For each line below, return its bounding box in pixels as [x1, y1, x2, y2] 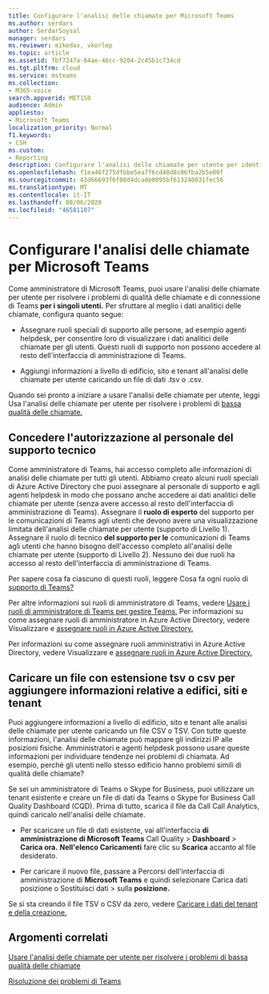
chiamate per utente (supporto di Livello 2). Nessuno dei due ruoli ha [8, 550, 235, 560]
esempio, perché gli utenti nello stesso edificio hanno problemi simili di [8, 760, 242, 769]
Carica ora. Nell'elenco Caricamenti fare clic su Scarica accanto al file [19, 842, 256, 852]
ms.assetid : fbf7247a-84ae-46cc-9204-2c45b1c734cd [8, 57, 181, 65]
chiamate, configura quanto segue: [8, 310, 124, 320]
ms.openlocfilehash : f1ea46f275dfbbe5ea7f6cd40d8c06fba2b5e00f [8, 169, 224, 177]
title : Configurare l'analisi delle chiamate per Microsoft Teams [8, 11, 235, 20]
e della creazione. [8, 907, 67, 917]
